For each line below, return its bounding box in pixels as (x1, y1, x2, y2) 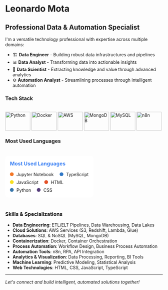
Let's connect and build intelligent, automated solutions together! (5, 279, 140, 285)
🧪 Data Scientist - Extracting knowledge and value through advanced (12, 66, 156, 72)
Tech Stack (5, 95, 33, 102)
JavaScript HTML (16, 179, 64, 185)
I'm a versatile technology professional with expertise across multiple (5, 36, 148, 42)
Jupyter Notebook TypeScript (16, 171, 89, 177)
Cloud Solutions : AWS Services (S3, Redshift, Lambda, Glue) (12, 227, 138, 233)
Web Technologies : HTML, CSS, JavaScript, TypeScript (12, 264, 128, 271)
